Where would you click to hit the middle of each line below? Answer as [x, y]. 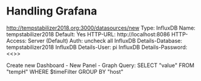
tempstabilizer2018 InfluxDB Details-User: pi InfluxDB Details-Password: [97, 47]
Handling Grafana [52, 11]
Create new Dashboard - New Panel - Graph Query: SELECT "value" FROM [100, 65]
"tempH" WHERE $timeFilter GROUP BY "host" [65, 71]
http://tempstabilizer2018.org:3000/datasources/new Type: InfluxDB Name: [101, 28]
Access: [16, 40]
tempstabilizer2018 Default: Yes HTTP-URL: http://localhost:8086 [88, 34]
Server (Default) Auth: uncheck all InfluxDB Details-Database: [105, 40]
